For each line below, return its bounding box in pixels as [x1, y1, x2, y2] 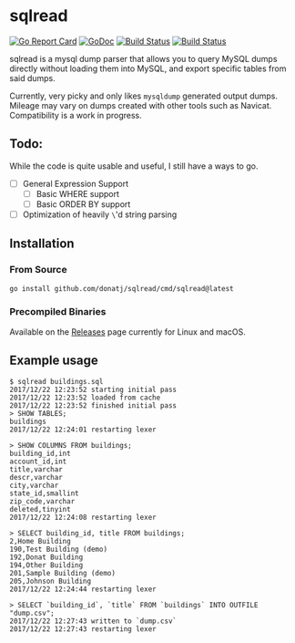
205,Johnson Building [9, 576, 92, 586]
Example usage [9, 353, 98, 368]
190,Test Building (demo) [9, 544, 107, 554]
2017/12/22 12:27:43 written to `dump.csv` [9, 617, 178, 626]
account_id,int [9, 457, 67, 466]
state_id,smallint [9, 489, 79, 498]
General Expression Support [22, 178, 129, 189]
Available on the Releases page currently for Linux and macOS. [9, 326, 246, 337]
